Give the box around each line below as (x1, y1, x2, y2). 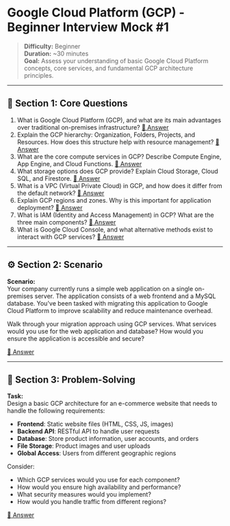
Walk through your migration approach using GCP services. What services (7, 319, 217, 328)
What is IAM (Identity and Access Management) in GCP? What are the (16, 211, 214, 219)
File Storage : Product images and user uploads (16, 442, 151, 450)
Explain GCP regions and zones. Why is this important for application (16, 196, 212, 204)
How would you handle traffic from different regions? (16, 498, 166, 506)
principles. (23, 71, 54, 80)
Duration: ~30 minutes (23, 49, 89, 58)
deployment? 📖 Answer (16, 203, 83, 211)
